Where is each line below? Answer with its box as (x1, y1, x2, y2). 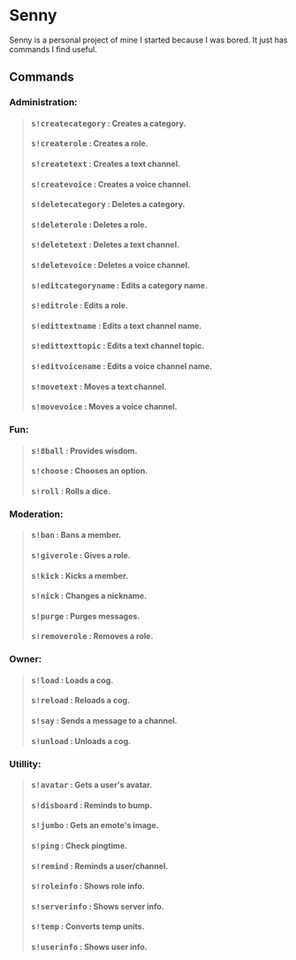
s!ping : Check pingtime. (30, 840, 128, 850)
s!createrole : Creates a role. (30, 138, 148, 149)
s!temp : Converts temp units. (30, 921, 145, 932)
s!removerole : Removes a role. (30, 631, 154, 641)
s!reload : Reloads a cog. (30, 695, 131, 706)
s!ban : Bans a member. (30, 530, 122, 541)
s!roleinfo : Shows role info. (30, 881, 146, 892)
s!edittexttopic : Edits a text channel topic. (30, 341, 205, 351)
